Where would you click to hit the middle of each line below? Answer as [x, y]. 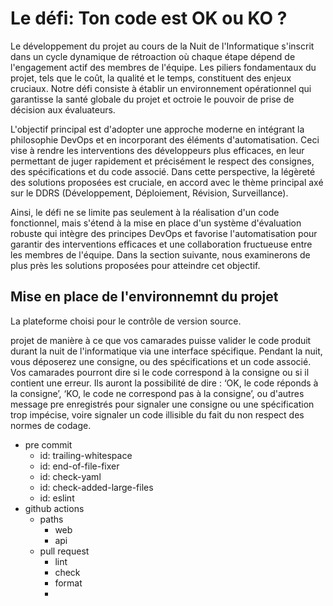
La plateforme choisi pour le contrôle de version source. [126, 321]
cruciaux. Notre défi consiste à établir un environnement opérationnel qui [161, 88]
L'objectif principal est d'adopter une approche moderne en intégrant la [157, 129]
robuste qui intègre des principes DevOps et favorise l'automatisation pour [164, 233]
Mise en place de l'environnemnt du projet [144, 297]
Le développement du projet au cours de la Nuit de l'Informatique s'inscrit [162, 46]
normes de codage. [51, 425]
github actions [54, 508]
